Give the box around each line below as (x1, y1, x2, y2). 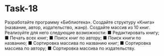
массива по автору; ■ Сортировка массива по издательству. (4, 45, 136, 51)
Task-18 (4, 3, 38, 14)
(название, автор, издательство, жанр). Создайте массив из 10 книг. (4, 24, 150, 30)
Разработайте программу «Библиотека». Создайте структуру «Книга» (4, 19, 155, 25)
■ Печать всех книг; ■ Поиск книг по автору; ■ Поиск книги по (4, 35, 141, 41)
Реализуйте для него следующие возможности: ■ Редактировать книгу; (4, 29, 160, 35)
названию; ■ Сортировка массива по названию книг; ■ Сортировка (4, 40, 151, 46)
